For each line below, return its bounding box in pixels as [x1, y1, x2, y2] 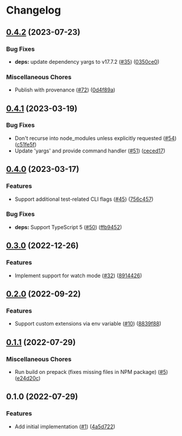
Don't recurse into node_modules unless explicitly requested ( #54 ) [14, 134, 177, 142]
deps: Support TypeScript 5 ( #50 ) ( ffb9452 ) [14, 223, 123, 230]
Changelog [6, 4, 61, 17]
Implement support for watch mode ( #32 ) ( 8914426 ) [14, 272, 143, 279]
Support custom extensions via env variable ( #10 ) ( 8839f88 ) [14, 320, 162, 327]
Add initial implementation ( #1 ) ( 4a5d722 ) [14, 423, 116, 430]
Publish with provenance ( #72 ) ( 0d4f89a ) [14, 86, 116, 93]
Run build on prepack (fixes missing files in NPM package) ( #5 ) [14, 368, 168, 375]
